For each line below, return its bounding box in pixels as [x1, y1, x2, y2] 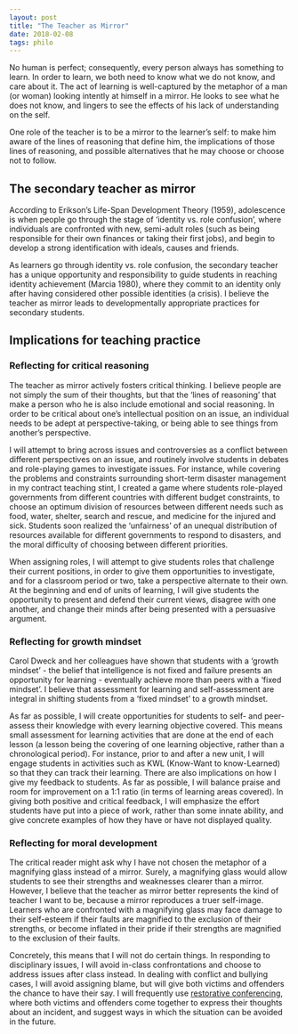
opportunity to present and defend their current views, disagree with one [9, 594, 277, 605]
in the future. [9, 1016, 57, 1027]
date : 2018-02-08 [9, 29, 74, 38]
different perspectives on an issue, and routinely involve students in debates [9, 453, 289, 464]
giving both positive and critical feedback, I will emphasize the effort [9, 796, 260, 807]
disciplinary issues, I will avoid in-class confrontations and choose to [9, 959, 262, 971]
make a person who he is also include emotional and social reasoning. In [9, 398, 275, 410]
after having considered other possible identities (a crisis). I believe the [9, 289, 270, 299]
